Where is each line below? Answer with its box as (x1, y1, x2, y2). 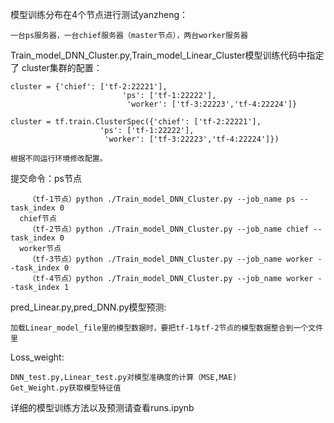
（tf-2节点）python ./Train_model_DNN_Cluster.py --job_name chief (28, 224, 310, 234)
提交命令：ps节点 (10, 173, 82, 184)
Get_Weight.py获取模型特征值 (10, 383, 122, 393)
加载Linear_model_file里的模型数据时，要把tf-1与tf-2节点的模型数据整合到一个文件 (10, 323, 324, 333)
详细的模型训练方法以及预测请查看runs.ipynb (10, 402, 195, 413)
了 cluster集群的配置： (10, 62, 103, 73)
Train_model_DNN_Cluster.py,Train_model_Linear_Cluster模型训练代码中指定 (10, 49, 325, 61)
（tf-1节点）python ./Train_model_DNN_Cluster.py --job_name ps (28, 194, 296, 204)
